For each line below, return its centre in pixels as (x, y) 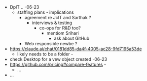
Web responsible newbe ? (51, 43)
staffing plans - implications (45, 12)
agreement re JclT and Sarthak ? (58, 17)
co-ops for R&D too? (60, 28)
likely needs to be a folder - (45, 54)
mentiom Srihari (63, 33)
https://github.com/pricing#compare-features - (58, 64)
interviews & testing (52, 23)
